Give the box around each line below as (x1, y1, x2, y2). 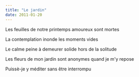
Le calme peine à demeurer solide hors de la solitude (5, 46, 117, 52)
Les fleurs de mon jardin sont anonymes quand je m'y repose (5, 56, 134, 62)
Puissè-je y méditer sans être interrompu (5, 66, 91, 72)
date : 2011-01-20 (5, 12, 42, 17)
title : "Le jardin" (5, 7, 47, 13)
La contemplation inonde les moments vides (5, 36, 99, 42)
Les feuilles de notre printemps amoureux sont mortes (5, 26, 120, 32)
